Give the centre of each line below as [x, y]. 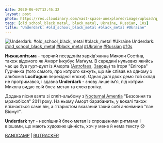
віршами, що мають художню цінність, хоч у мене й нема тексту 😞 [75, 126]
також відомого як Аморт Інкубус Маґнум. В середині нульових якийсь [79, 61]
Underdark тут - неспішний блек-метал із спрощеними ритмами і [73, 121]
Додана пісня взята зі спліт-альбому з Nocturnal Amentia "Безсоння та [78, 96]
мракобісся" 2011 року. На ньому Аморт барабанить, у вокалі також [76, 101]
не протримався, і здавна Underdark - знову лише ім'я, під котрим [74, 82]
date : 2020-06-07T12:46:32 [32, 9]
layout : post [18, 14]
